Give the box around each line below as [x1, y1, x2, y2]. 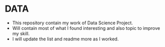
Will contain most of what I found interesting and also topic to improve [12, 25, 160, 31]
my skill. [12, 30, 30, 36]
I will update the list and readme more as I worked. [12, 36, 119, 42]
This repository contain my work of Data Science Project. [12, 20, 133, 26]
